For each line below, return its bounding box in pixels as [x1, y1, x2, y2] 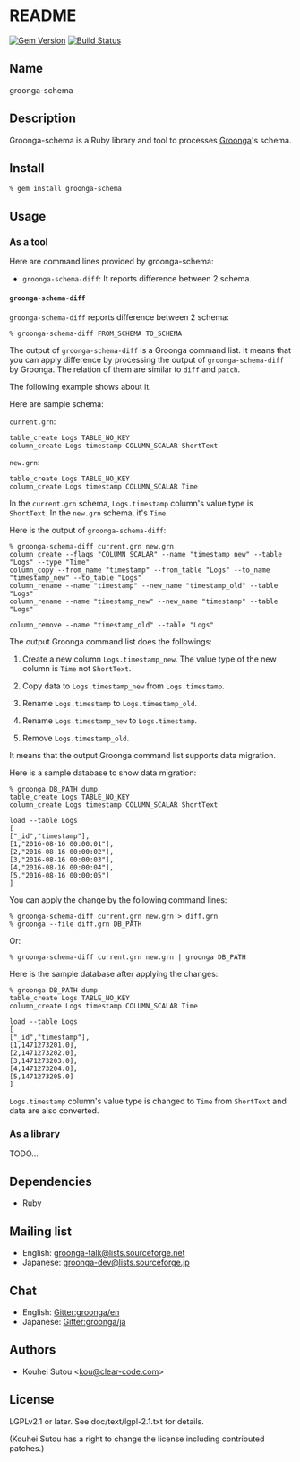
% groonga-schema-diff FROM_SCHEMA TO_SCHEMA [9, 329, 182, 339]
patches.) [9, 1442, 45, 1453]
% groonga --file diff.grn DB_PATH [9, 920, 142, 929]
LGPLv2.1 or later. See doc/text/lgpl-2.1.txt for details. [9, 1415, 204, 1426]
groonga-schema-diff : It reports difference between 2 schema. [21, 273, 253, 284]
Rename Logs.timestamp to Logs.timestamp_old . [21, 698, 198, 709]
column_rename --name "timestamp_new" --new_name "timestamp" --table [9, 597, 279, 606]
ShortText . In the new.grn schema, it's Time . [9, 507, 168, 518]
